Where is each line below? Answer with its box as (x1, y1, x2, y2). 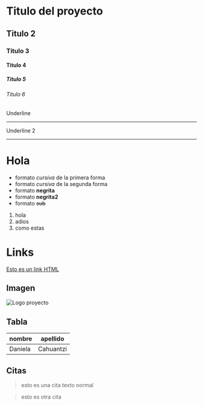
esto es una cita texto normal (21, 381, 94, 388)
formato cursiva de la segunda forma (14, 180, 108, 187)
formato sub (14, 199, 46, 207)
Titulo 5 (6, 75, 26, 82)
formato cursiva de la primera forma (14, 174, 106, 181)
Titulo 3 (6, 47, 30, 55)
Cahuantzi (38, 345, 68, 353)
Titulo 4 (6, 62, 27, 69)
